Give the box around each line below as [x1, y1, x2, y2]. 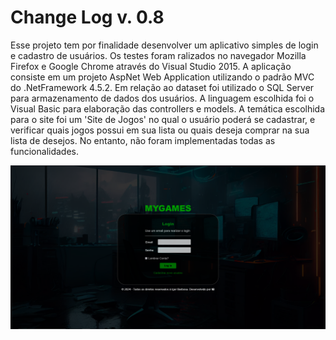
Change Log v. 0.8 [10, 6, 165, 29]
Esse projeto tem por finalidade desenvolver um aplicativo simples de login [10, 39, 319, 51]
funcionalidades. [10, 145, 80, 157]
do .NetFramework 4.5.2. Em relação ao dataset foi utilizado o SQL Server [10, 81, 315, 93]
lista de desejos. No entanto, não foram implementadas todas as [10, 134, 276, 146]
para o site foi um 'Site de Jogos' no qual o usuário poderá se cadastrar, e [10, 113, 316, 125]
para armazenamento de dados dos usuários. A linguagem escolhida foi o [10, 92, 315, 104]
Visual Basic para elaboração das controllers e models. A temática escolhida [10, 102, 326, 115]
